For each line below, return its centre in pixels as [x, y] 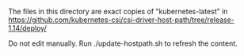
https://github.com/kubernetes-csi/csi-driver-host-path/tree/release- [122, 20]
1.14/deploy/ [28, 28]
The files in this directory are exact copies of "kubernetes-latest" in [118, 11]
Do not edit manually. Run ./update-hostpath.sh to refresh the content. [123, 43]
